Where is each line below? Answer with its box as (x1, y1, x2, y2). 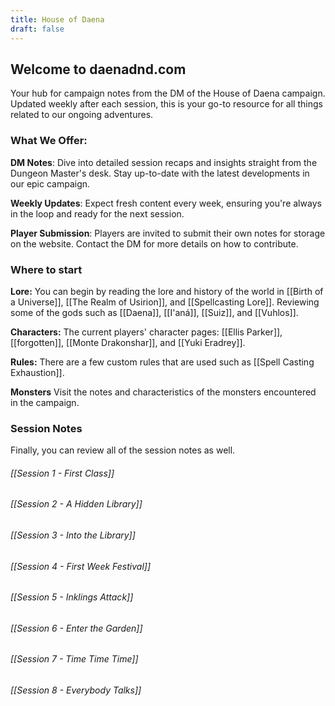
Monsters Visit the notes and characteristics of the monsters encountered (10, 386, 317, 398)
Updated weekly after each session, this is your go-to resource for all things (10, 98, 323, 110)
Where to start (10, 262, 83, 276)
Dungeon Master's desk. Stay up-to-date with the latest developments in (10, 167, 310, 179)
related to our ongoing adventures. (10, 109, 154, 121)
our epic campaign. (10, 177, 91, 190)
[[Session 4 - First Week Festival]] (10, 560, 152, 572)
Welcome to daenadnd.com (10, 61, 187, 78)
